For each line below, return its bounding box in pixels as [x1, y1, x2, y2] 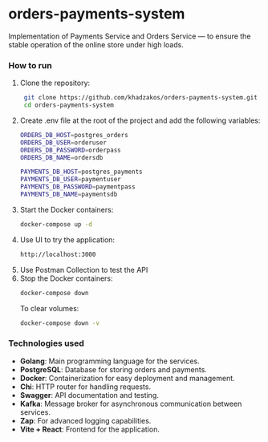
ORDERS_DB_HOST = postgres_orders [19, 131, 128, 139]
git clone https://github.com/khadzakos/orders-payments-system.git [23, 94, 258, 102]
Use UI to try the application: [19, 234, 115, 245]
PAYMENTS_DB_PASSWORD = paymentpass [19, 183, 136, 191]
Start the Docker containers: [19, 205, 114, 214]
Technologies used [8, 338, 84, 349]
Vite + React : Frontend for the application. [19, 424, 160, 434]
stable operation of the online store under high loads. [8, 39, 185, 49]
